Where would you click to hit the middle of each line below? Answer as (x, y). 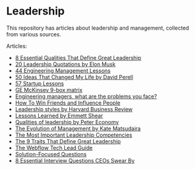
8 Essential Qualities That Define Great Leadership (78, 57)
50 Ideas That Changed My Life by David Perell (74, 77)
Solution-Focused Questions (51, 154)
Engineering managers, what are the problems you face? (86, 96)
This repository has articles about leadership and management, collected (98, 28)
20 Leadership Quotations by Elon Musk (65, 64)
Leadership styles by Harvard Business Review (74, 109)
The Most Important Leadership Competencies (74, 135)
